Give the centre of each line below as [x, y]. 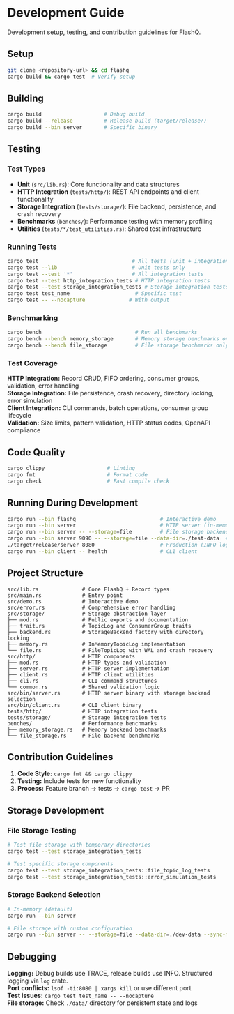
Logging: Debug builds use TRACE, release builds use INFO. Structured [110, 974]
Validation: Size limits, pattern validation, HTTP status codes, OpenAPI [109, 423]
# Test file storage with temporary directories [79, 845]
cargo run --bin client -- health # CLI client [102, 551]
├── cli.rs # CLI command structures [82, 681]
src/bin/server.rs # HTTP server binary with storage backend [109, 693]
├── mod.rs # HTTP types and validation [87, 663]
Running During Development [73, 503]
